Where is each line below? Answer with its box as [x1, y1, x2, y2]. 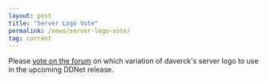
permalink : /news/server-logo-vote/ [8, 27, 131, 35]
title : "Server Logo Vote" [8, 19, 99, 27]
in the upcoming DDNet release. [8, 65, 115, 75]
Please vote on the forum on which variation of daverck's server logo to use [8, 56, 259, 66]
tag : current [8, 34, 52, 43]
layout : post [8, 11, 52, 20]
